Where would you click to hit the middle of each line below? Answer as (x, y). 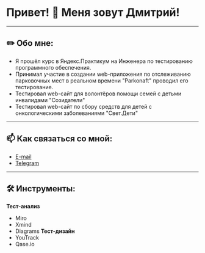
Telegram (27, 163)
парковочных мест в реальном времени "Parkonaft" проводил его (102, 80)
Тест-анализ (23, 207)
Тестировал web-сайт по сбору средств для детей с (84, 106)
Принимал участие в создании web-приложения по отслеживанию (103, 74)
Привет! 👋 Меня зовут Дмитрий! (93, 13)
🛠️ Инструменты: (41, 189)
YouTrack (27, 238)
